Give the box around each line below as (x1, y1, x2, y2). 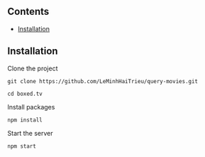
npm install (7, 117, 43, 124)
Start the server (7, 129, 53, 137)
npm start (7, 142, 37, 150)
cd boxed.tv (7, 90, 43, 97)
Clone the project (7, 64, 58, 72)
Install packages (7, 102, 55, 111)
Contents (7, 6, 50, 18)
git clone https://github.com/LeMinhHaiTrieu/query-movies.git (7, 77, 199, 85)
